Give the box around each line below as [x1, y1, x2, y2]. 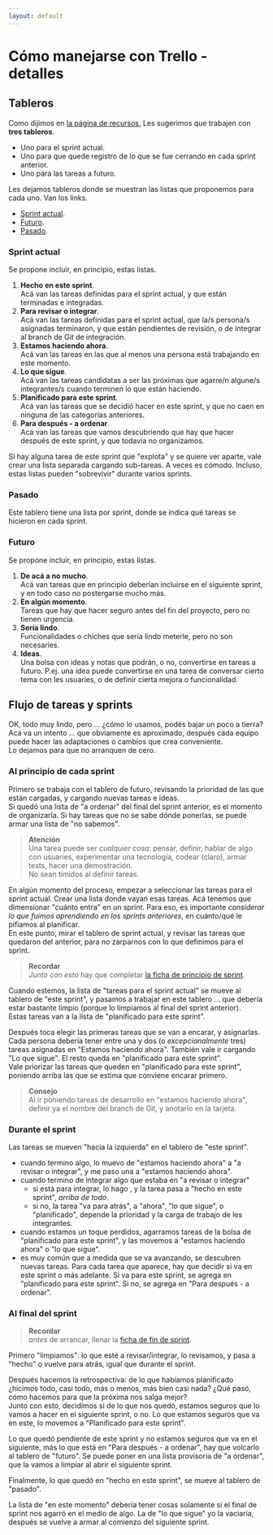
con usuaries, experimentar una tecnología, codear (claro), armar [28, 851, 247, 862]
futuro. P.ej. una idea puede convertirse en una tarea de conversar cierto [19, 666, 264, 676]
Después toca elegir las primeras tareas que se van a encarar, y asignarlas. [8, 1027, 260, 1037]
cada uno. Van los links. [8, 193, 88, 202]
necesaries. [19, 640, 60, 650]
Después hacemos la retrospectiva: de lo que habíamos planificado [8, 1375, 234, 1385]
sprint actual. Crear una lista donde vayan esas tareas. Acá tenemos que [8, 894, 252, 903]
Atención [28, 834, 61, 844]
